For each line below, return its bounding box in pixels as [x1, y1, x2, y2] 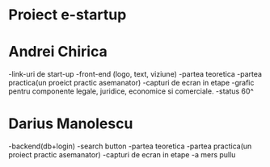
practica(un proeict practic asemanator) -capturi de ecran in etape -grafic [8, 78, 255, 88]
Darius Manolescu [8, 115, 133, 133]
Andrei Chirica [8, 43, 108, 61]
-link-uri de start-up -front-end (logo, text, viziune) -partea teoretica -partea [8, 69, 263, 79]
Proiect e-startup [8, 6, 127, 24]
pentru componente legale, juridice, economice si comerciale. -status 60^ [8, 86, 254, 96]
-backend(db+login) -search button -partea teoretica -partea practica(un [8, 141, 252, 151]
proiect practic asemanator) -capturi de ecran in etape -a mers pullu [8, 150, 236, 160]
